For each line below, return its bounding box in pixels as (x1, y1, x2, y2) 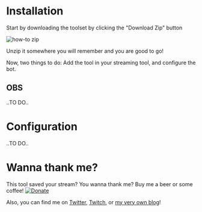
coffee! (6, 187, 24, 194)
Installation (6, 4, 64, 18)
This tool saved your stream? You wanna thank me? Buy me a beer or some (6, 180, 194, 187)
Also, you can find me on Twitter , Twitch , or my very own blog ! (6, 198, 161, 205)
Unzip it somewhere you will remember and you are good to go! (6, 47, 164, 55)
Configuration (6, 120, 78, 133)
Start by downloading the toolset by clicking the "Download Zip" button (6, 24, 183, 31)
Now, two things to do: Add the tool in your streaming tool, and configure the (6, 59, 196, 66)
